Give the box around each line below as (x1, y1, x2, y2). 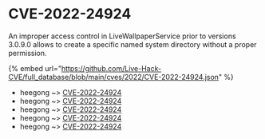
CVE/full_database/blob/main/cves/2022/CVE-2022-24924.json (8, 72, 220, 81)
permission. (8, 48, 47, 58)
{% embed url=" (8, 63, 62, 73)
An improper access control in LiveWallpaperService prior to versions (8, 31, 237, 41)
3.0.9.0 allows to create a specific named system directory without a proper (8, 39, 257, 49)
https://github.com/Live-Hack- (61, 63, 162, 73)
